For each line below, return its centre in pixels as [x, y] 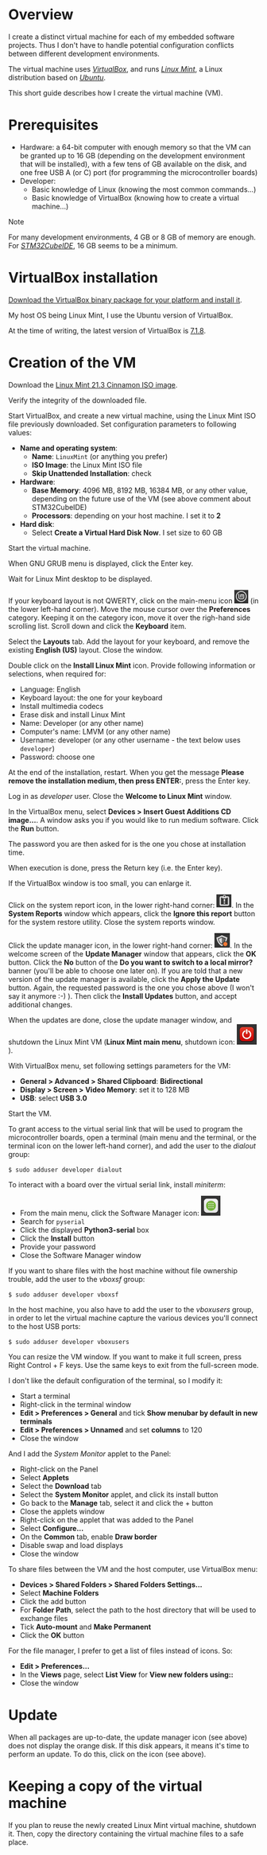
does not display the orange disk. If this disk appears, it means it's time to [129, 1745]
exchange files [44, 1618]
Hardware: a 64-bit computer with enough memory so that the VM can [135, 147]
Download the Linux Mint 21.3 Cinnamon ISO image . [93, 384]
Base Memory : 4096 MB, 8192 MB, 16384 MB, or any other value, [139, 490]
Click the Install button [57, 1238]
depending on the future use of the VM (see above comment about [141, 498]
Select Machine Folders [59, 1592]
